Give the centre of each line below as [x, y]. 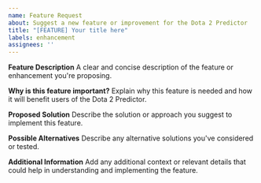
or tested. [24, 147]
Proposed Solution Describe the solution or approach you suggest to [120, 114]
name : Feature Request [45, 15]
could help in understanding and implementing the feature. [103, 170]
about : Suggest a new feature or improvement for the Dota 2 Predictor [128, 23]
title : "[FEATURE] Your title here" [68, 30]
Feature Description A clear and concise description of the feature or [121, 67]
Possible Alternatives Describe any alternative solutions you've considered [131, 138]
